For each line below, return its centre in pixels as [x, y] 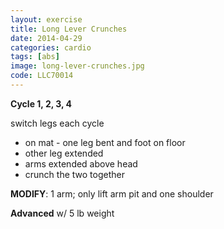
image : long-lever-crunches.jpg [77, 66]
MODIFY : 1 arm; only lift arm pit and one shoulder [112, 193]
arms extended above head [81, 163]
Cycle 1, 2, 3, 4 [41, 103]
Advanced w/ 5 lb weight [62, 213]
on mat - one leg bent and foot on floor [105, 142]
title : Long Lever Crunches [69, 29]
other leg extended [64, 153]
